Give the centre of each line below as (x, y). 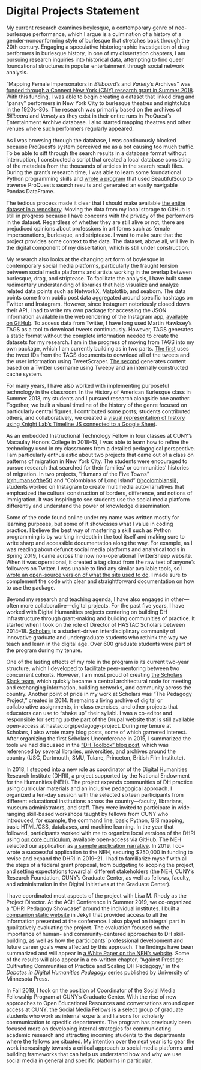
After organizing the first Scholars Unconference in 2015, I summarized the (99, 738)
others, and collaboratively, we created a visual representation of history (96, 417)
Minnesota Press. (28, 978)
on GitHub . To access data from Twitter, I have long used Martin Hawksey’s (99, 323)
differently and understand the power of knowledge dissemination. (88, 506)
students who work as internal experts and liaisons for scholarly (85, 1015)
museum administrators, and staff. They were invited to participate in (91, 807)
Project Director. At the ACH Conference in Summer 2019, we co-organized (99, 902)
